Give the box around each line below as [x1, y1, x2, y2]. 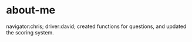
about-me [6, 3, 56, 17]
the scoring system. [6, 29, 54, 36]
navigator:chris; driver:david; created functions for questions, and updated [6, 23, 187, 30]
